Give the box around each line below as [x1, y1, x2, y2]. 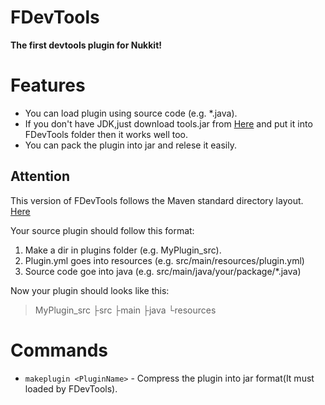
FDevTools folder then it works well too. [24, 128, 188, 140]
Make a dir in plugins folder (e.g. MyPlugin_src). [24, 244, 222, 256]
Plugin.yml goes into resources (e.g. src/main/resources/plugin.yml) [24, 254, 305, 266]
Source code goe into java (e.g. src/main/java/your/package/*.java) [24, 265, 302, 277]
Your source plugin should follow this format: [10, 224, 195, 236]
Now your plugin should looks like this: [10, 284, 170, 296]
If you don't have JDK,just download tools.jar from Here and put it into [24, 117, 313, 130]
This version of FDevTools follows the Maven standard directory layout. [10, 194, 304, 206]
